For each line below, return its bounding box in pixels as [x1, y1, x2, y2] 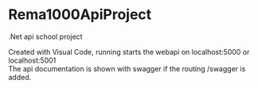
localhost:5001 [8, 55, 57, 65]
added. [8, 72, 32, 82]
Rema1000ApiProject [8, 6, 152, 24]
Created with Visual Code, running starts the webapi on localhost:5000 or [8, 47, 250, 56]
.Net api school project [8, 32, 83, 41]
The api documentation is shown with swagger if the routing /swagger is [8, 63, 246, 73]
